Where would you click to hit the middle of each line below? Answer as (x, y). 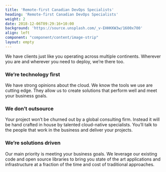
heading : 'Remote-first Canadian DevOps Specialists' (62, 14)
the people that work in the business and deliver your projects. (69, 130)
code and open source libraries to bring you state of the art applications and (83, 159)
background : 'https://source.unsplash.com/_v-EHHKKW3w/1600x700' (74, 28)
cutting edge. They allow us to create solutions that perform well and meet (81, 90)
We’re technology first (33, 74)
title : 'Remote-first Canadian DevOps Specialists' (59, 10)
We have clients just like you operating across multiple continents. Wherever (83, 56)
